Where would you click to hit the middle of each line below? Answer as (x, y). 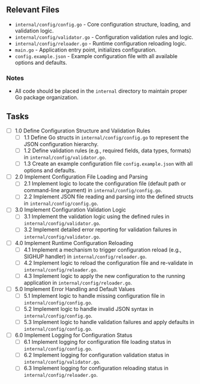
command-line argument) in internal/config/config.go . (93, 191)
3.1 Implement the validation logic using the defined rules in (96, 217)
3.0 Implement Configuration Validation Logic (70, 210)
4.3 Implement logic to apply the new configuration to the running (104, 276)
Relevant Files (33, 10)
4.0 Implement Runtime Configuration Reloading (74, 243)
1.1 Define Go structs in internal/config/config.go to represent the (106, 137)
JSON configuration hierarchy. (61, 144)
